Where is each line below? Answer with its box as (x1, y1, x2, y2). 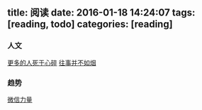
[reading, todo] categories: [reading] (7, 18, 173, 31)
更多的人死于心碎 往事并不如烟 (7, 58, 96, 67)
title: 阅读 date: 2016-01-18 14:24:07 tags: (7, 6, 196, 19)
